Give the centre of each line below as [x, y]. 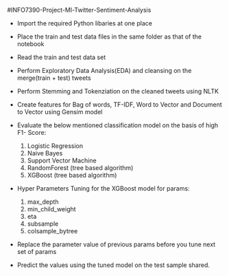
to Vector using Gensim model [60, 112]
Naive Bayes [45, 153]
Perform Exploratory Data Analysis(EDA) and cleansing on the [104, 71]
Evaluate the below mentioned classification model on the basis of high [118, 125]
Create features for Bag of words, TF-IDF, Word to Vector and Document [120, 105]
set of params [37, 252]
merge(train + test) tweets [54, 78]
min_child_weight [52, 209]
